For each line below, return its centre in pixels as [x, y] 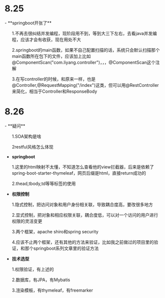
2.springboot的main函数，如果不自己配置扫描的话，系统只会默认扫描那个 [86, 50]
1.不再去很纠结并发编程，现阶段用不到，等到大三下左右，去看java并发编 [84, 33]
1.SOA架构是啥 [26, 136]
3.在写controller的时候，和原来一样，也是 [54, 79]
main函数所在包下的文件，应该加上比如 [51, 56]
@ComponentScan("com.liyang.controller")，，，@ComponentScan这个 [83, 62]
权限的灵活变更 [27, 221]
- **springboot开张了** [28, 23]
